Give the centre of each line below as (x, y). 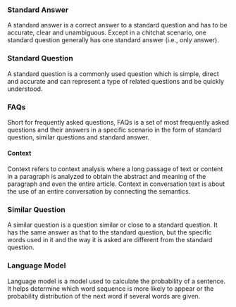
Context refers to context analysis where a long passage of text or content (115, 169)
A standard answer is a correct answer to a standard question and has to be (117, 25)
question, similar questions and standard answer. (79, 137)
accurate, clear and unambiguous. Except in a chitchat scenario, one (107, 32)
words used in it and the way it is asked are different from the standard (110, 240)
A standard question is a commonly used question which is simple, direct (113, 74)
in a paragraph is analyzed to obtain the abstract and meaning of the (107, 177)
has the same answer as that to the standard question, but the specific (110, 232)
